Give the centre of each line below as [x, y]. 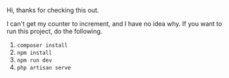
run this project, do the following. [55, 31]
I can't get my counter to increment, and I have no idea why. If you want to [114, 24]
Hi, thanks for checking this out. [53, 10]
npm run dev [34, 60]
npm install [34, 53]
